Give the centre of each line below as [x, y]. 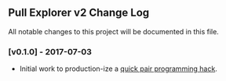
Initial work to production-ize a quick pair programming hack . [118, 69]
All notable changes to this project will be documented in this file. [114, 31]
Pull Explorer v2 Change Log [79, 13]
